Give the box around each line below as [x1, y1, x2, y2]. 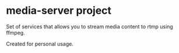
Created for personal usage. [6, 40, 74, 47]
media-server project [6, 4, 112, 17]
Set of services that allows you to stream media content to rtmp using [6, 23, 173, 30]
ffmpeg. [6, 29, 25, 36]
